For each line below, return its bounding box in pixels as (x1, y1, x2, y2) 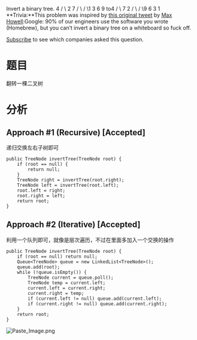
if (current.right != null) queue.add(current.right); (28, 300, 168, 307)
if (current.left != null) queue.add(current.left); (28, 296, 162, 302)
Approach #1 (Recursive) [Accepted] (6, 127, 146, 138)
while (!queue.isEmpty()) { (17, 269, 87, 275)
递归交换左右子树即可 (6, 144, 59, 151)
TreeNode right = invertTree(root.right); (17, 177, 125, 183)
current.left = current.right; (28, 285, 106, 291)
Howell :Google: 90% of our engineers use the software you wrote (6, 18, 169, 25)
